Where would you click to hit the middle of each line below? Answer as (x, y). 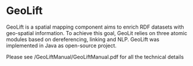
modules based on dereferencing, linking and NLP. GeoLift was (83, 39)
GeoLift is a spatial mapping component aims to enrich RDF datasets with (95, 27)
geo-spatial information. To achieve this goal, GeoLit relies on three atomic (97, 33)
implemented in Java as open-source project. (61, 46)
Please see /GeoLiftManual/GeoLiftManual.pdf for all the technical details (95, 57)
